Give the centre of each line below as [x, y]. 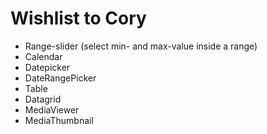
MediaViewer [52, 109]
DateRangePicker [60, 78]
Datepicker [47, 67]
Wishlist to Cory [78, 18]
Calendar [43, 56]
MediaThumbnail [59, 120]
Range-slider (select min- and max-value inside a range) [141, 46]
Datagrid [43, 99]
